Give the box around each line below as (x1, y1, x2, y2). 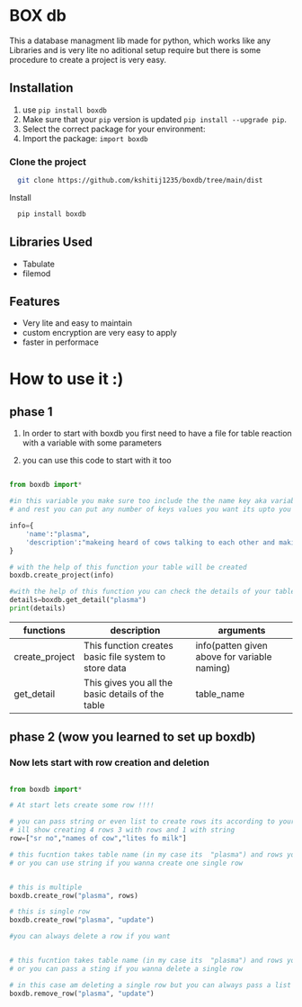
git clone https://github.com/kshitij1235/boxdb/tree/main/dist (17, 176, 263, 185)
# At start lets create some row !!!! (9, 801, 155, 810)
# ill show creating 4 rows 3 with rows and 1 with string (9, 825, 235, 835)
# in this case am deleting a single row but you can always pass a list (9, 980, 292, 990)
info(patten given (195, 639, 268, 652)
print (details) (9, 604, 67, 613)
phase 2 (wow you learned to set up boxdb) (9, 730, 256, 745)
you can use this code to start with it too (22, 455, 173, 466)
